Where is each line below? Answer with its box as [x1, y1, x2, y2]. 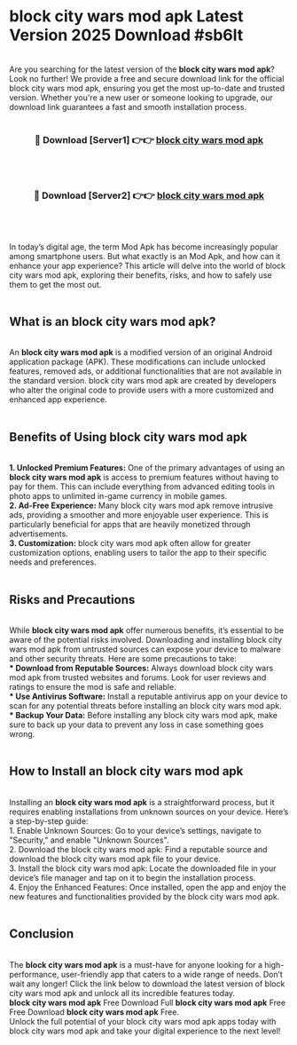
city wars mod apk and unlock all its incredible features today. [9, 987, 236, 998]
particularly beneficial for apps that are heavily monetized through [9, 519, 251, 530]
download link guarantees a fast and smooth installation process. [9, 101, 246, 112]
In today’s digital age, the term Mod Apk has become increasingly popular [9, 241, 278, 252]
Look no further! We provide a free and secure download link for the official [9, 73, 285, 83]
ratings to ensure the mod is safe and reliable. [9, 681, 176, 692]
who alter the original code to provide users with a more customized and [9, 384, 275, 396]
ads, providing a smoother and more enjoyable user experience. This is [9, 510, 269, 520]
